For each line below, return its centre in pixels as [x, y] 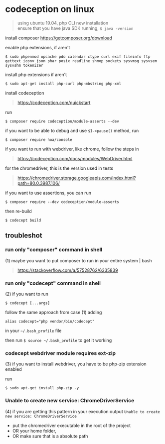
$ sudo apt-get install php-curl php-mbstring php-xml [63, 84]
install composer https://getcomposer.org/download [59, 38]
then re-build [19, 211]
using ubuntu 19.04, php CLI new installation [63, 23]
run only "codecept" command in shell [53, 283]
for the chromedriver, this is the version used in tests [59, 168]
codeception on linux [50, 9]
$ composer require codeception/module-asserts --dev [62, 121]
